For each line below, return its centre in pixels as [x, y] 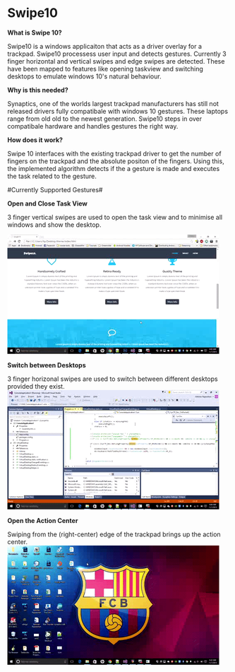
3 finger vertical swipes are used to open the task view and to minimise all [115, 217]
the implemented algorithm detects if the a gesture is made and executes [114, 168]
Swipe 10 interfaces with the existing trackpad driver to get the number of [114, 153]
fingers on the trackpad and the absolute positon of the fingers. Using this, [116, 161]
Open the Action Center [43, 520]
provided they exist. [36, 386]
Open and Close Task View [48, 204]
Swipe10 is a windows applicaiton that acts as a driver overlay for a [105, 46]
